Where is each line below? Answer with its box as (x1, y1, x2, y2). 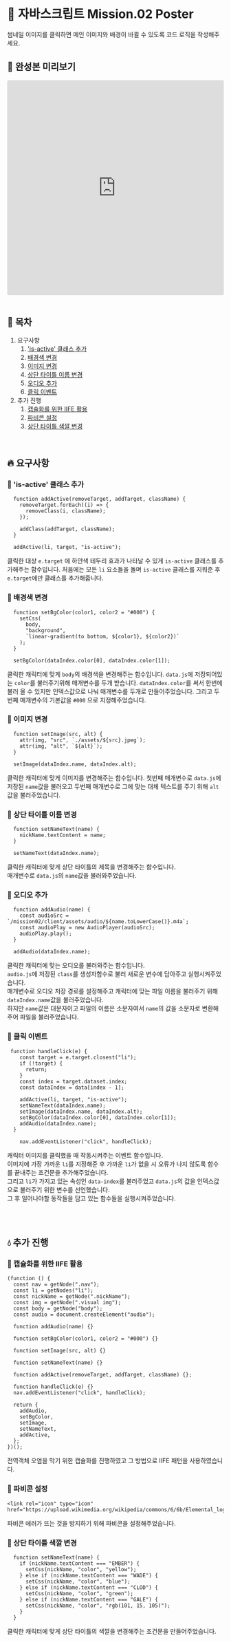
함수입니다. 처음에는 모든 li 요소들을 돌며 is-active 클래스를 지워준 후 (30, 565, 221, 574)
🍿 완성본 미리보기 (7, 61, 76, 73)
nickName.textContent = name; (19, 832, 107, 839)
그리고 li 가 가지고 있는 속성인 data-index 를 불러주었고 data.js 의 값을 (7, 1177, 196, 1185)
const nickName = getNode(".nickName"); (13, 1293, 131, 1300)
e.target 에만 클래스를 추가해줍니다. (7, 574, 104, 582)
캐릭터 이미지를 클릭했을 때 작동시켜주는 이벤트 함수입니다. (7, 1151, 164, 1159)
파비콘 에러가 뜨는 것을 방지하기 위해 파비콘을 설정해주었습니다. (7, 1519, 177, 1527)
